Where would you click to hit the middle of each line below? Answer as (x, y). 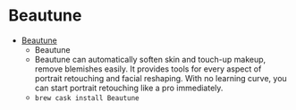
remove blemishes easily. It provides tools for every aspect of (148, 69)
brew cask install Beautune (87, 98)
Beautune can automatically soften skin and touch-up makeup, (150, 59)
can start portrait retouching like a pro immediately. (129, 88)
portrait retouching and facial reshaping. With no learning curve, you (161, 78)
